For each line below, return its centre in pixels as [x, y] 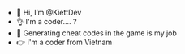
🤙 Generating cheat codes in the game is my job [96, 33]
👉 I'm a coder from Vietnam [64, 42]
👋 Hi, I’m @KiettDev [49, 12]
